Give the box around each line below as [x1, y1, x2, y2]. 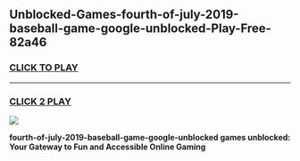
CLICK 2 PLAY [9, 95, 71, 108]
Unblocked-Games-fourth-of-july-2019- [9, 7, 239, 22]
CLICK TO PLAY [9, 61, 79, 74]
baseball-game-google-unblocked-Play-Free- [9, 21, 272, 36]
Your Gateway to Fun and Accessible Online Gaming [9, 141, 206, 152]
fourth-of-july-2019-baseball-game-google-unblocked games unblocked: [9, 132, 291, 142]
